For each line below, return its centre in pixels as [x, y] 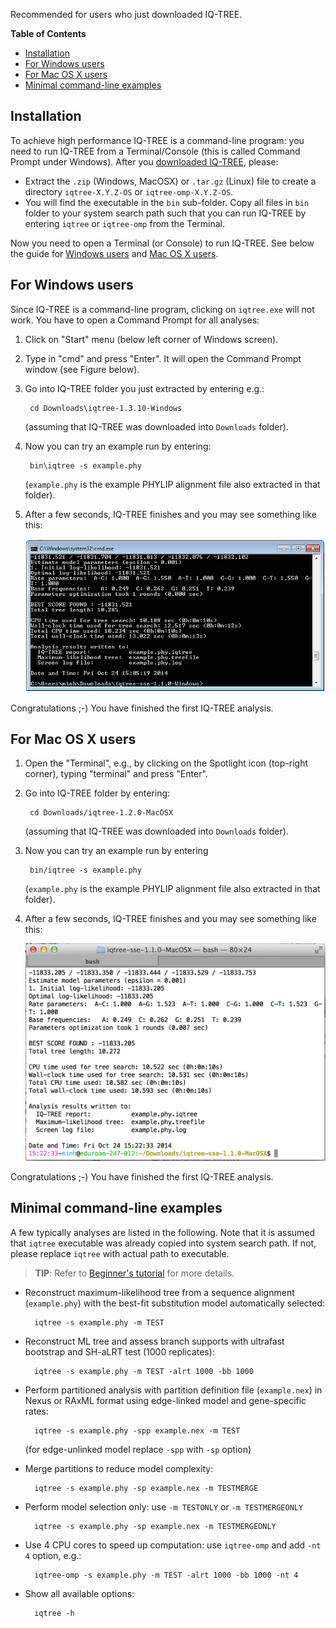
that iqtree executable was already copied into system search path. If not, [163, 1243]
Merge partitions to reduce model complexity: [119, 1468]
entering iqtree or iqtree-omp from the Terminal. [125, 223]
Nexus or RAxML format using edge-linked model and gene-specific [165, 1400]
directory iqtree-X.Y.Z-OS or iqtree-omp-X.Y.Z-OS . [129, 191]
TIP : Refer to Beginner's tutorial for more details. [134, 1273]
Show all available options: [79, 1593]
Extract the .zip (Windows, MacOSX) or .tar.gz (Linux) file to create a [170, 181]
